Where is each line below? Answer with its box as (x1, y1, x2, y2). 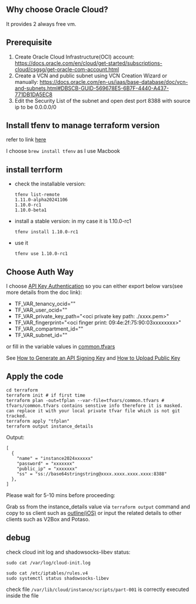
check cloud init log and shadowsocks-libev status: (6, 549, 131, 556)
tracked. (6, 413, 28, 419)
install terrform (6, 165, 63, 175)
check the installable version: (14, 180, 86, 188)
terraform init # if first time (6, 392, 85, 398)
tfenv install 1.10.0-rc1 (14, 229, 78, 235)
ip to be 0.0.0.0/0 (14, 103, 57, 110)
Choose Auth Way (6, 267, 74, 277)
